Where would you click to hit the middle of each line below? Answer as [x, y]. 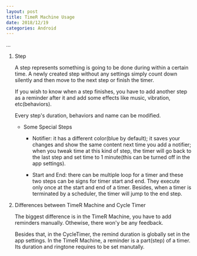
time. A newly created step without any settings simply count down [96, 74]
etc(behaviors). [33, 104]
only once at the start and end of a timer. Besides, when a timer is [112, 188]
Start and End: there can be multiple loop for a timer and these [108, 175]
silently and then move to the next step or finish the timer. [84, 80]
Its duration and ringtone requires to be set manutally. [80, 247]
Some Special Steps [48, 127]
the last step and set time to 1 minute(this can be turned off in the [111, 157]
